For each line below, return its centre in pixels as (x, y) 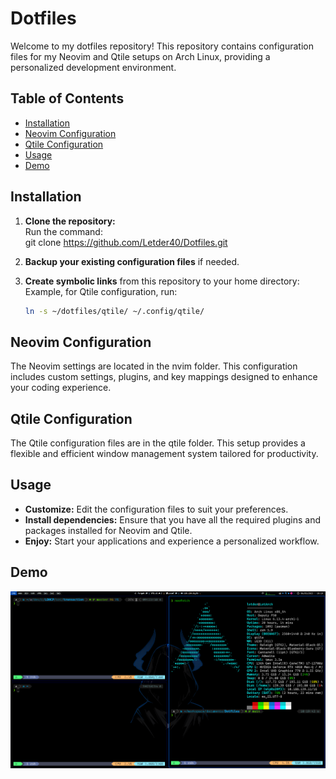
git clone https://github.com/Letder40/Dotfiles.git (126, 242)
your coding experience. (61, 388)
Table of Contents (67, 98)
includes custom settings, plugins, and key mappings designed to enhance (164, 377)
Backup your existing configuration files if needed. (132, 261)
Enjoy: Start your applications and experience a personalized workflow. (172, 541)
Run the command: (63, 231)
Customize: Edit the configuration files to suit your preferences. (156, 509)
